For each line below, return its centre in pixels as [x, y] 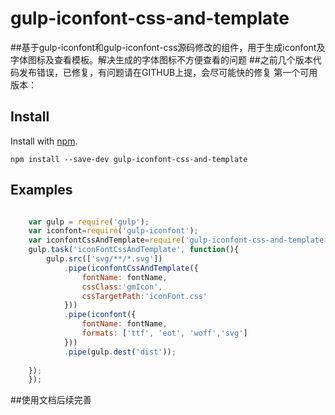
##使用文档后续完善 [51, 400]
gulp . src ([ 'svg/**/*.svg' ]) [104, 259]
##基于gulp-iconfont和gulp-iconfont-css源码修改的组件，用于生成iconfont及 [168, 47]
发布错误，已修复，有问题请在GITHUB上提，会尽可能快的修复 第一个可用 [168, 72]
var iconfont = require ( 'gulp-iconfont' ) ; [113, 231]
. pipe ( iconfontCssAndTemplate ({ [131, 268]
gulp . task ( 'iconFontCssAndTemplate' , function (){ [134, 250]
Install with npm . [44, 141]
